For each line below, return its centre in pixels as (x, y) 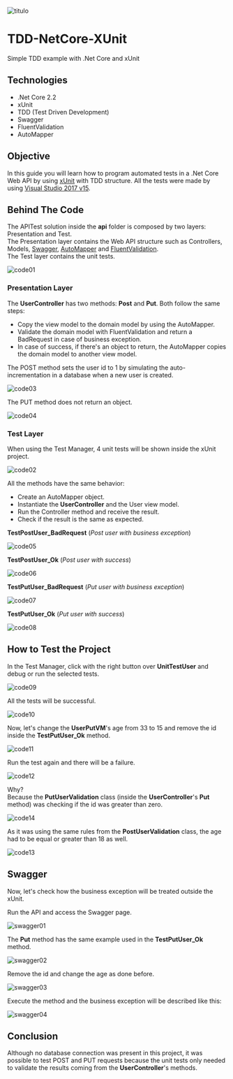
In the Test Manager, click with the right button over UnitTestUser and (108, 666)
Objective (29, 156)
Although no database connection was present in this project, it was (105, 1053)
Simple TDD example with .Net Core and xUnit (74, 58)
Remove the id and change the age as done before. (81, 973)
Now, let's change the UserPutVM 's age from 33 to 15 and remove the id (112, 727)
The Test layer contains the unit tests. (61, 256)
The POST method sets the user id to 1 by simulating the (88, 368)
